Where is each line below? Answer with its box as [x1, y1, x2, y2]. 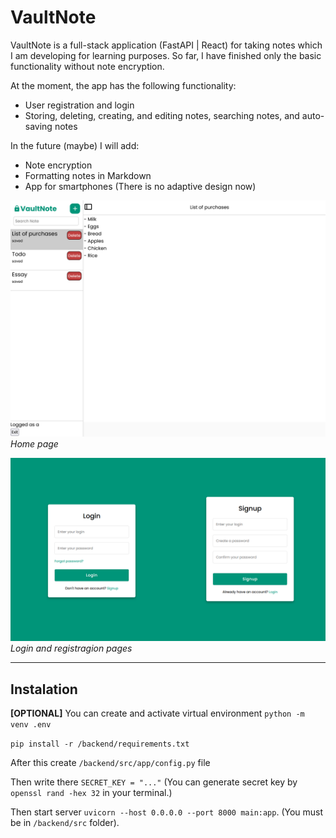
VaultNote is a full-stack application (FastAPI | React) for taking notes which [10, 39, 323, 51]
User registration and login [24, 99, 135, 111]
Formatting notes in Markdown [24, 169, 152, 181]
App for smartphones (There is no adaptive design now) [24, 180, 257, 192]
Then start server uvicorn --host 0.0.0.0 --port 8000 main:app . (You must [10, 806, 324, 818]
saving [24, 120, 53, 132]
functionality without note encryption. [10, 60, 165, 72]
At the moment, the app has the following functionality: [10, 79, 237, 91]
